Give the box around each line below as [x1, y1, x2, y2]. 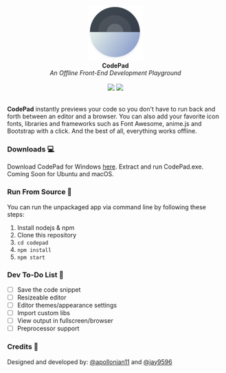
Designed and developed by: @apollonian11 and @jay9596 [7, 357, 173, 366]
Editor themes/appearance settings [16, 301, 117, 310]
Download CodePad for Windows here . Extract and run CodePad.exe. [7, 162, 204, 171]
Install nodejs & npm [16, 223, 75, 232]
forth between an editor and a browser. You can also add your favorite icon [7, 112, 220, 120]
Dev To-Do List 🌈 [7, 270, 64, 279]
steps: [7, 210, 25, 218]
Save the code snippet [16, 285, 81, 294]
